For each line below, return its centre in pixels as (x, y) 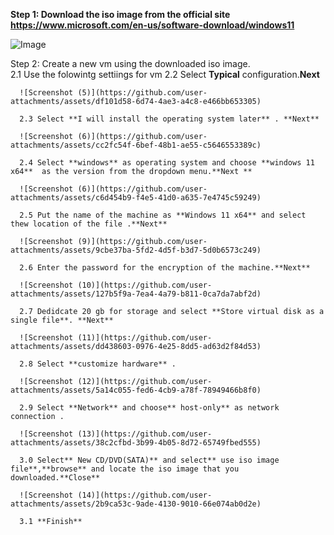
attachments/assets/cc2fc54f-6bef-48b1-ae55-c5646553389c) (136, 145)
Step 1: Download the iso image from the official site (120, 14)
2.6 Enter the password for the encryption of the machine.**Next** (165, 268)
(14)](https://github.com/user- (145, 495)
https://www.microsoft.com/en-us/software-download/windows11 (152, 25)
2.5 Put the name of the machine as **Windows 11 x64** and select (163, 215)
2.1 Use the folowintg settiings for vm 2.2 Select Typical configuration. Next (165, 74)
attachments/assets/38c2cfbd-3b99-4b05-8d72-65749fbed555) (136, 443)
